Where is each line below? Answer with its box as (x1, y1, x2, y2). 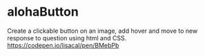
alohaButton (7, 4, 79, 20)
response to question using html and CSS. (7, 33, 127, 42)
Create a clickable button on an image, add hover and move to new (7, 27, 198, 35)
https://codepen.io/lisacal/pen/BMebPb (7, 41, 119, 49)
